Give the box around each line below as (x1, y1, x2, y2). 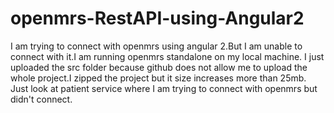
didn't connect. (10, 93, 73, 105)
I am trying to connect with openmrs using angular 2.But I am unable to (10, 40, 303, 52)
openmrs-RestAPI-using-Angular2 (10, 7, 305, 30)
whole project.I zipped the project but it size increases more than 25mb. (10, 72, 307, 84)
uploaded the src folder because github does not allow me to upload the (10, 61, 308, 73)
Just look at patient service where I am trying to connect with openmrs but (10, 82, 318, 94)
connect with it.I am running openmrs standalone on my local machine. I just (10, 50, 325, 62)
